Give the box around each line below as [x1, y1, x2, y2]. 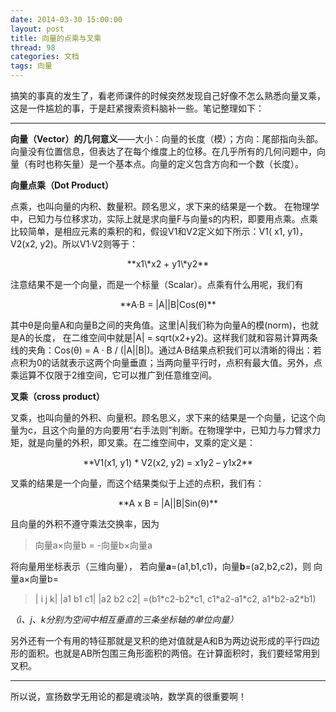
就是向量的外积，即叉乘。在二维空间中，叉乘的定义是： [27, 437, 256, 448]
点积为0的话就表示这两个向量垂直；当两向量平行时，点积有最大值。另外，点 [10, 357, 323, 368]
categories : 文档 [10, 52, 80, 62]
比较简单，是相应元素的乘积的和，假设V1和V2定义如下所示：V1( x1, [10, 226, 286, 237]
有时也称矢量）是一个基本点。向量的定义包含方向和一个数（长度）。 [27, 158, 304, 170]
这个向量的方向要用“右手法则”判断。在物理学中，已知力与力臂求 [49, 424, 313, 436]
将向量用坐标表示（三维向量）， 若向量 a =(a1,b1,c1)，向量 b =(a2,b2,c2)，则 [10, 561, 312, 572]
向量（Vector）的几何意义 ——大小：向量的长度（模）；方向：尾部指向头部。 [10, 133, 324, 145]
